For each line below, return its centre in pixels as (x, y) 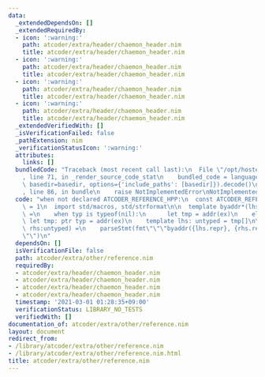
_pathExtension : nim (49, 140)
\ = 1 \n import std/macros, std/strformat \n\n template (119, 206)
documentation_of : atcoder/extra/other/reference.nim (99, 324)
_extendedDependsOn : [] (54, 23)
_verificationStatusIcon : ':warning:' (79, 148)
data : (17, 15)
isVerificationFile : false (60, 251)
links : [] (39, 163)
